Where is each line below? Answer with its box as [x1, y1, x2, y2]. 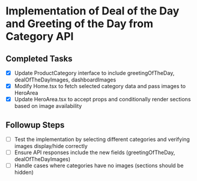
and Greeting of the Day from [5, 17, 154, 31]
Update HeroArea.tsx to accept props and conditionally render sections [14, 96, 191, 103]
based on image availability [14, 102, 82, 110]
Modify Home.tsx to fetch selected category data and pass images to [14, 83, 186, 90]
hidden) [14, 169, 34, 176]
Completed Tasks [5, 53, 73, 64]
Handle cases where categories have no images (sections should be [14, 162, 184, 169]
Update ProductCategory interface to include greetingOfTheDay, [14, 70, 175, 76]
